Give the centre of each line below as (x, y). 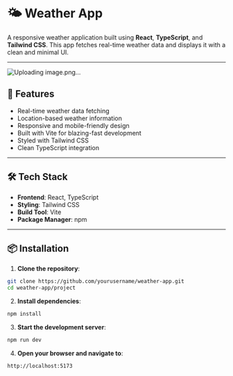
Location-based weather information (70, 118)
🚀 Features (31, 94)
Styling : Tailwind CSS (48, 204)
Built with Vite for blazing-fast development (79, 133)
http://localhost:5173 (40, 366)
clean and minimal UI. (38, 52)
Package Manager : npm (52, 219)
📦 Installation (38, 248)
